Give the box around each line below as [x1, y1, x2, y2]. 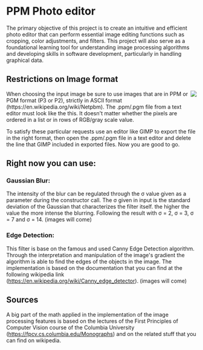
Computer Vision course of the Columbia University [6, 323, 135, 331]
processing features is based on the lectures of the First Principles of [6, 317, 179, 325]
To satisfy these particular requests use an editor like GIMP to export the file [6, 127, 196, 135]
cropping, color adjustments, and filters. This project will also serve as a [6, 37, 185, 44]
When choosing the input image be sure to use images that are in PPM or [6, 90, 188, 98]
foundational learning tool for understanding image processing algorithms [6, 44, 190, 51]
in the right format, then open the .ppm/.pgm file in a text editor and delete [6, 134, 192, 141]
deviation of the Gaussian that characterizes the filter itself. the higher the [6, 203, 190, 210]
